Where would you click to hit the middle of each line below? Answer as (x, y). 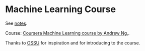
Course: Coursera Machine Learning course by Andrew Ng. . (67, 33)
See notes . (16, 23)
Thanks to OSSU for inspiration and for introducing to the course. (73, 43)
